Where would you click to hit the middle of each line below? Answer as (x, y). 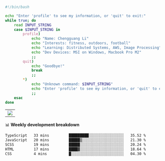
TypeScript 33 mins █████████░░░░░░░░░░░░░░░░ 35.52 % (76, 136)
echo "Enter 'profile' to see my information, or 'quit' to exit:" (76, 16)
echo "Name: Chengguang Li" (60, 39)
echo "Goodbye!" (48, 66)
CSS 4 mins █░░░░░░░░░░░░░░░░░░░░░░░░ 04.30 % (76, 154)
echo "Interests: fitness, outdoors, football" (81, 43)
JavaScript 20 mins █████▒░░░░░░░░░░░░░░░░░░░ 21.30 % (76, 140)
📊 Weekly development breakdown (42, 125)
